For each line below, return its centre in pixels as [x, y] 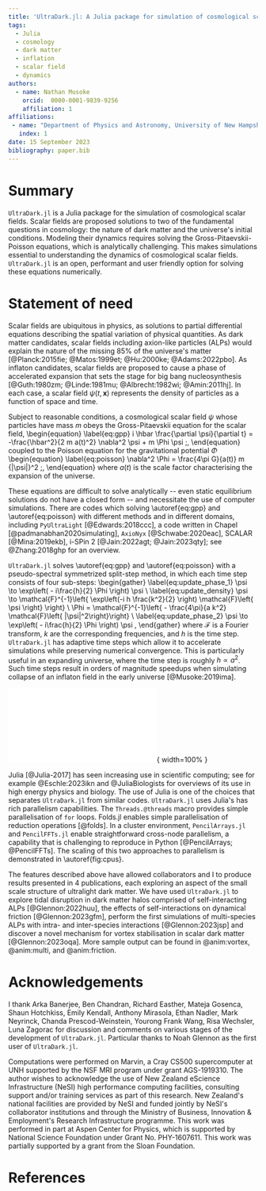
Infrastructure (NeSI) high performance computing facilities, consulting [124, 1087]
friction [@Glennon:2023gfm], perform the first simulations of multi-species [132, 917]
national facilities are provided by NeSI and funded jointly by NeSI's [118, 1104]
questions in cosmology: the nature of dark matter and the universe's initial [130, 229]
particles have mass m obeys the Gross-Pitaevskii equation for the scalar [127, 425]
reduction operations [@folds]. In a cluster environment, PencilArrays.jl [127, 826]
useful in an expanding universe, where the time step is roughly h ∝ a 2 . [124, 659]
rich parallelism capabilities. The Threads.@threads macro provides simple [128, 809]
